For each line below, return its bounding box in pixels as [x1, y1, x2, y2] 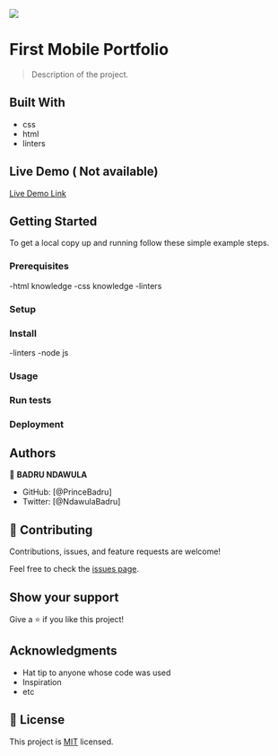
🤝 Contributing [9, 522, 93, 538]
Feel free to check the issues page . [9, 564, 139, 575]
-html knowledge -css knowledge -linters [9, 280, 162, 291]
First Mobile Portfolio [9, 40, 169, 60]
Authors [9, 445, 56, 462]
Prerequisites [9, 260, 69, 273]
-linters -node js [9, 347, 69, 358]
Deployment [9, 418, 65, 430]
